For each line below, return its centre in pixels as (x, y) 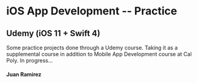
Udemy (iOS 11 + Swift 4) (53, 33)
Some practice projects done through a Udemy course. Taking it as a (92, 48)
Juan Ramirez (24, 74)
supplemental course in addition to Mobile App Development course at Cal (99, 54)
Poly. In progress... (30, 60)
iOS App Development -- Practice (92, 11)
